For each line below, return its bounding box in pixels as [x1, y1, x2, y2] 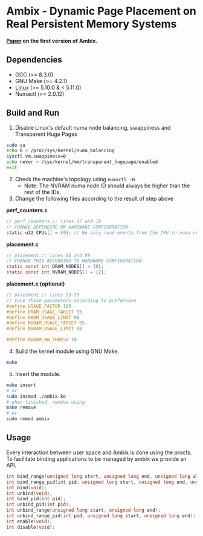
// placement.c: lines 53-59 [6, 292, 80, 298]
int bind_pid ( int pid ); [6, 496, 66, 502]
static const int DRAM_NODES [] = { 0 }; [6, 264, 104, 270]
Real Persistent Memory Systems [6, 17, 177, 31]
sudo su [6, 142, 26, 148]
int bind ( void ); [6, 484, 47, 491]
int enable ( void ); [6, 518, 53, 524]
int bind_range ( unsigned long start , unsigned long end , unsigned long [6, 473, 190, 480]
